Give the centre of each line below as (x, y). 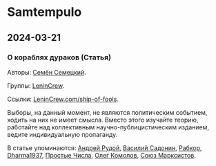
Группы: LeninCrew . (36, 85)
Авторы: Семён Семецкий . (47, 72)
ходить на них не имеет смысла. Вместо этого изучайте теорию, (103, 120)
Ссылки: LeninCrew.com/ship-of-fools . (63, 99)
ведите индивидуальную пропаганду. (62, 134)
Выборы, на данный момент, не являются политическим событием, (107, 112)
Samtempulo (45, 12)
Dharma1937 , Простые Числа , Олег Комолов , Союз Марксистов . (102, 155)
